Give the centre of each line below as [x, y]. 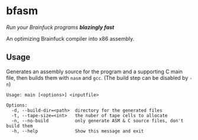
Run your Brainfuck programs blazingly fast [60, 27]
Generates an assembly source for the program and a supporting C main [95, 71]
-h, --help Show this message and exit [78, 131]
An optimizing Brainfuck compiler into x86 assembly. [70, 38]
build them [20, 126]
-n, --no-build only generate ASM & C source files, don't [98, 121]
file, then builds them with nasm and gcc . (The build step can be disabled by [97, 77]
